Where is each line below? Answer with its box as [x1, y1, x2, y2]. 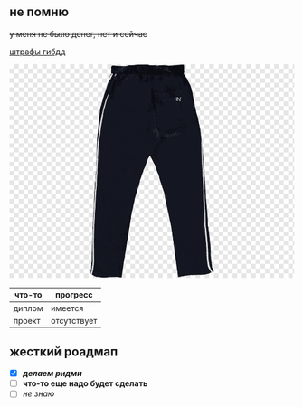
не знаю [22, 388, 55, 399]
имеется [51, 302, 84, 313]
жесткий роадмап [9, 344, 118, 359]
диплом [13, 302, 43, 313]
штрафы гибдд [9, 46, 66, 57]
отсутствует [51, 315, 98, 326]
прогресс [55, 289, 93, 300]
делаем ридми [22, 368, 83, 379]
